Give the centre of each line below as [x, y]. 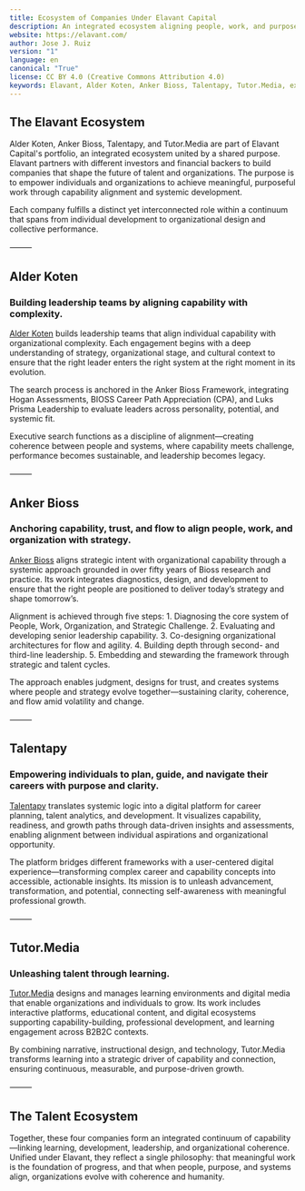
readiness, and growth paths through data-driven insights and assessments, [152, 825]
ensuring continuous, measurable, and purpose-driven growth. [127, 1069]
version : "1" [34, 52]
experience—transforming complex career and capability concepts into [143, 871]
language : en [34, 60]
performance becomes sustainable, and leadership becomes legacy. [138, 456]
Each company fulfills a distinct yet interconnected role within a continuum [149, 210]
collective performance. [54, 229]
